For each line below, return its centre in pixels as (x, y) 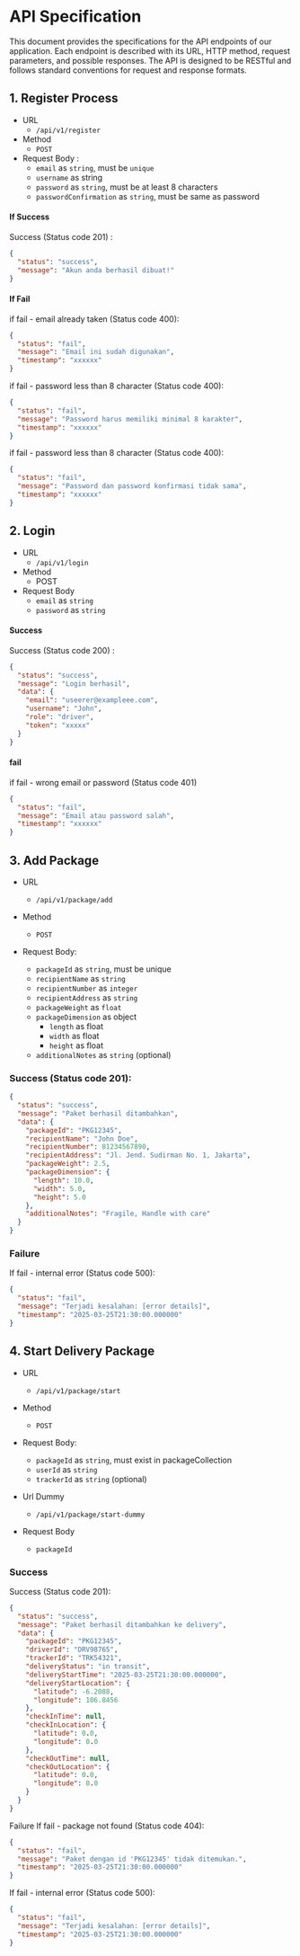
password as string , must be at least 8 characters (127, 187)
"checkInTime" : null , (66, 1717)
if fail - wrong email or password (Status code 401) (103, 782)
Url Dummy (43, 1496)
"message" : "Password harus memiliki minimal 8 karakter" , (130, 419)
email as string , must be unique (95, 167)
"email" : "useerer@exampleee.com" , (92, 700)
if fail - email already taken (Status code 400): (94, 319)
